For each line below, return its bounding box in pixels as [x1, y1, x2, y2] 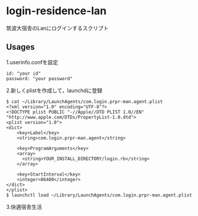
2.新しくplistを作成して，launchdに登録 [6, 87, 103, 94]
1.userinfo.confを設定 [6, 58, 58, 66]
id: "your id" [6, 70, 41, 77]
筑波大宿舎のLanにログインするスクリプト [6, 24, 109, 31]
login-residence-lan [6, 4, 107, 18]
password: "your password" [6, 75, 73, 81]
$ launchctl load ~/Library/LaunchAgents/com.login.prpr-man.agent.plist [6, 192, 193, 198]
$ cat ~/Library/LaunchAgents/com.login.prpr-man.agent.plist [6, 99, 163, 104]
